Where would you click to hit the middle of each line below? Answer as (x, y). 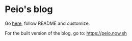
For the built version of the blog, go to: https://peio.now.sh (66, 33)
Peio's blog (29, 9)
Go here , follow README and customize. (47, 23)
